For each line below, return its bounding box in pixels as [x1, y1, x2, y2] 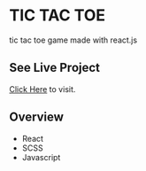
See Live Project [9, 60, 100, 75]
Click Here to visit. [9, 83, 76, 94]
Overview [9, 110, 65, 125]
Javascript [21, 152, 61, 162]
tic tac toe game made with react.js [9, 35, 138, 45]
